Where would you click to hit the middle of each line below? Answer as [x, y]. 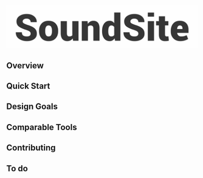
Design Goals [32, 107]
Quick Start [28, 86]
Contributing [31, 148]
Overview [25, 65]
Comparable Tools [42, 127]
